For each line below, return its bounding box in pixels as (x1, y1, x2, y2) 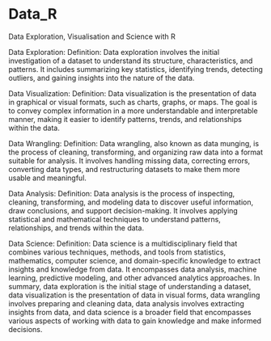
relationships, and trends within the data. (8, 223, 144, 233)
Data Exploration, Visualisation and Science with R (8, 32, 176, 41)
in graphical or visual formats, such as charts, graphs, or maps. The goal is (8, 97, 257, 107)
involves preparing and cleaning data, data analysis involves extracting (8, 298, 245, 308)
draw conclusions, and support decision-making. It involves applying (8, 205, 239, 215)
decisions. (8, 324, 43, 334)
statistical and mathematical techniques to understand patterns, (8, 214, 221, 224)
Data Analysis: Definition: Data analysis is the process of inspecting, (8, 188, 235, 198)
